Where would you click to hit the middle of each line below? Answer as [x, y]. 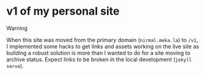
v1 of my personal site [63, 11]
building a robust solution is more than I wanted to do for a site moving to [99, 52]
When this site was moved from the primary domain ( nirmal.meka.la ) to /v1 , [102, 40]
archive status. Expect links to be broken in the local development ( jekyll [99, 59]
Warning [17, 28]
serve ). [15, 66]
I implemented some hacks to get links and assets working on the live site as [103, 46]
